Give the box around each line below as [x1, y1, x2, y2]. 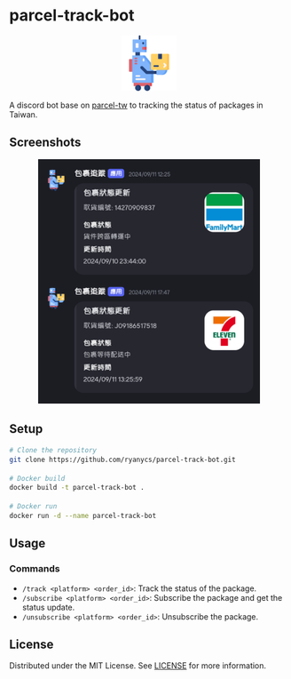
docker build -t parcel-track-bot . [9, 483, 145, 492]
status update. [21, 602, 75, 612]
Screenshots [9, 135, 82, 150]
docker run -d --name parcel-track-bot [9, 512, 157, 521]
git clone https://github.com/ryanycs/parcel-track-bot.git [9, 455, 237, 464]
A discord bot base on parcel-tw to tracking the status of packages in [9, 100, 263, 110]
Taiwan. [9, 108, 38, 120]
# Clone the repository [9, 445, 98, 454]
